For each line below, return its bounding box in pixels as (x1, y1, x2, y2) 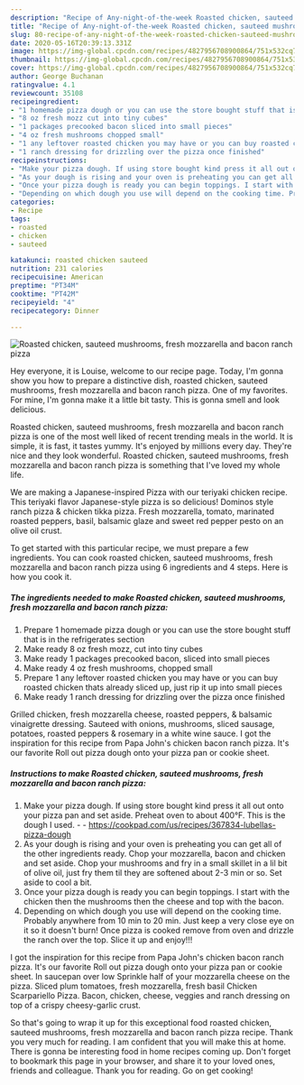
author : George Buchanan (10, 72, 104, 81)
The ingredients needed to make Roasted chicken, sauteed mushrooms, (10, 592, 287, 602)
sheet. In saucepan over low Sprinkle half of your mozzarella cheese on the (10, 971, 290, 982)
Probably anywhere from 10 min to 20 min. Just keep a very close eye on (23, 915, 295, 926)
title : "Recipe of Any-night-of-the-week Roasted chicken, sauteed (10, 22, 270, 31)
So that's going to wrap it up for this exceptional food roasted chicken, (10, 1017, 272, 1028)
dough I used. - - (23, 820, 87, 831)
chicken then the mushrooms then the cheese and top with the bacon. (23, 897, 285, 907)
